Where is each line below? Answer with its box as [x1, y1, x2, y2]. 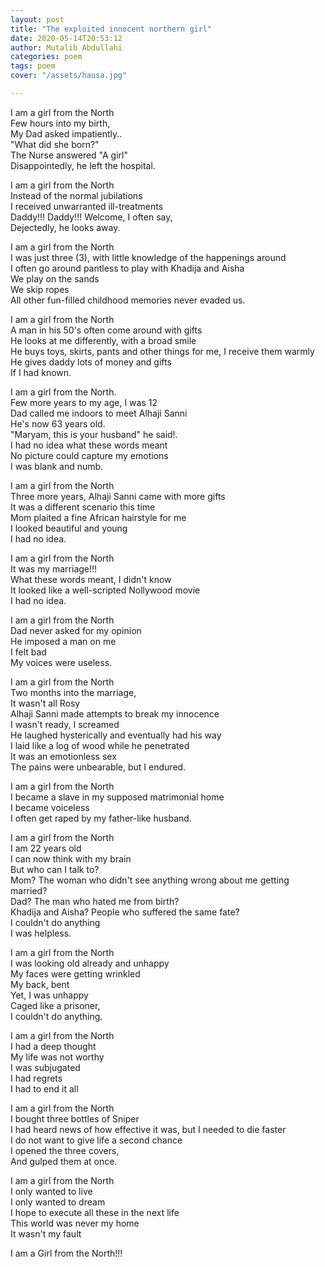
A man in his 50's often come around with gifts [10, 324, 203, 336]
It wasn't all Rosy [10, 697, 81, 709]
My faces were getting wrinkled [10, 967, 141, 980]
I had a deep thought [10, 1040, 97, 1052]
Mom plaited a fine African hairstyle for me [10, 511, 187, 523]
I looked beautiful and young [10, 522, 128, 534]
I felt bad [10, 646, 47, 658]
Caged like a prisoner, [10, 999, 101, 1011]
